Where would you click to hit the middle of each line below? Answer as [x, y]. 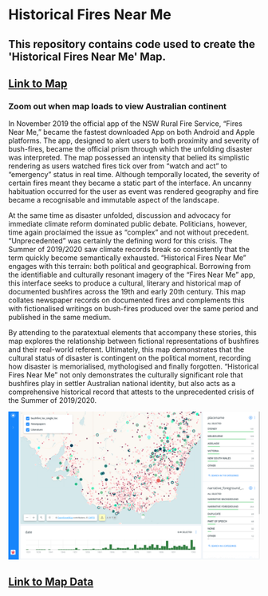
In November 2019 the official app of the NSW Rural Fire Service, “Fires [126, 124]
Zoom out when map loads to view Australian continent [118, 106]
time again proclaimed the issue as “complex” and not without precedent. [129, 232]
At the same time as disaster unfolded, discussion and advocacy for [120, 215]
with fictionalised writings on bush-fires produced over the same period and [133, 309]
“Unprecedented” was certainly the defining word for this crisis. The [120, 241]
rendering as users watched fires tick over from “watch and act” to [118, 166]
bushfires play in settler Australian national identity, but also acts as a [122, 384]
